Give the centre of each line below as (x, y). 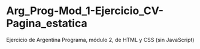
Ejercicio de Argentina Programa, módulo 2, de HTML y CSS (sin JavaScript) (100, 40)
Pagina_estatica (47, 23)
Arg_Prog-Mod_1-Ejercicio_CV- (85, 11)
